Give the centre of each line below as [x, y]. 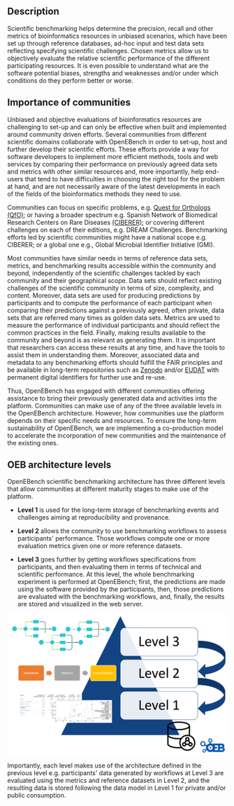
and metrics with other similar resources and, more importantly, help [105, 172]
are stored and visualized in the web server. [80, 604]
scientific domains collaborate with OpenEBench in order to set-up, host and [117, 141]
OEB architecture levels [59, 465]
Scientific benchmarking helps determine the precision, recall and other [110, 28]
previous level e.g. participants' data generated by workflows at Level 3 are [116, 772]
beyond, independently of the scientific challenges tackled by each [104, 273]
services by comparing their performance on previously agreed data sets [112, 164]
